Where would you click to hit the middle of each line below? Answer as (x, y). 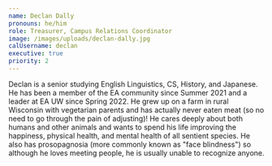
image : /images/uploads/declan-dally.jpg (80, 38)
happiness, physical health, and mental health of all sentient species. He (129, 135)
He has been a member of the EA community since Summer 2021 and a (128, 92)
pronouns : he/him (38, 23)
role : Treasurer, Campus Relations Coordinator (91, 31)
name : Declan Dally (41, 16)
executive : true (36, 53)
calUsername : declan (43, 46)
